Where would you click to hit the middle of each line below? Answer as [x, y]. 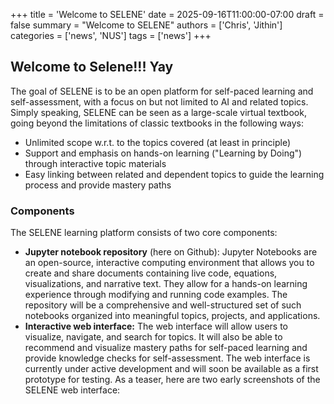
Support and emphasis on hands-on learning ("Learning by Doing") [163, 153]
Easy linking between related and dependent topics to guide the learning [174, 174]
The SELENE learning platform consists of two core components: [144, 233]
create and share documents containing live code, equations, [151, 273]
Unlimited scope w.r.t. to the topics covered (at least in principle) [158, 142]
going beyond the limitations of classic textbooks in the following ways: [157, 123]
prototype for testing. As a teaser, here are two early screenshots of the [172, 380]
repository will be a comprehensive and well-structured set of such [163, 305]
